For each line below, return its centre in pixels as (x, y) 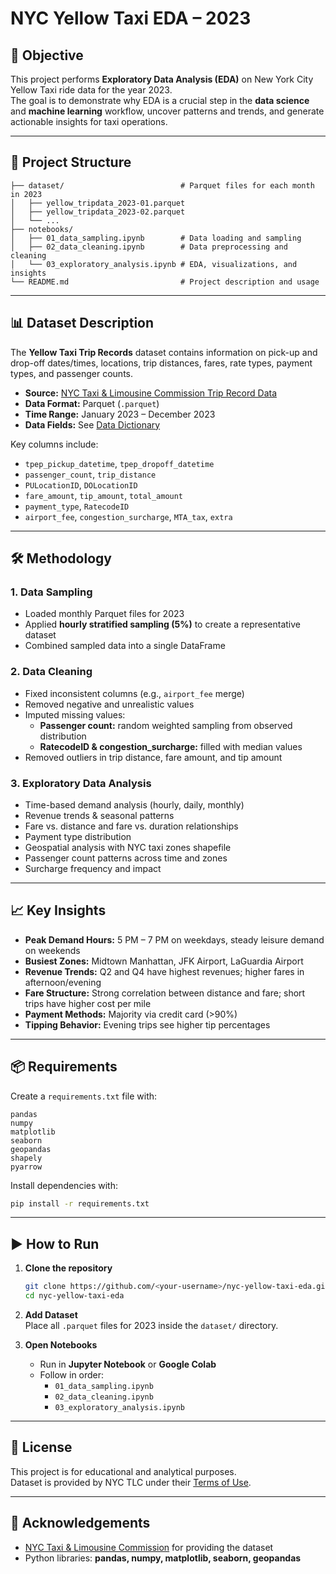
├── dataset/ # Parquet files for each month (162, 185)
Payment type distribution (78, 836)
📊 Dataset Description (82, 323)
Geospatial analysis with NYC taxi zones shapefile (128, 847)
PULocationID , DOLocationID (81, 484)
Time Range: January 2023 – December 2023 (120, 414)
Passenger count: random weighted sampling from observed (166, 725)
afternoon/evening (63, 982)
